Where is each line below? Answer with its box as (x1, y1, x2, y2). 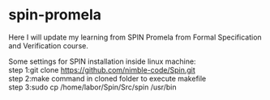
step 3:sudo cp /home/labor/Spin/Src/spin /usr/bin (8, 82, 177, 92)
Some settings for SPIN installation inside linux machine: (8, 56, 196, 66)
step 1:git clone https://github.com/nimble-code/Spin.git (8, 65, 196, 74)
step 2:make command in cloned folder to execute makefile (8, 73, 207, 83)
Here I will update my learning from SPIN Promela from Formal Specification (8, 32, 262, 42)
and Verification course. (8, 40, 89, 50)
